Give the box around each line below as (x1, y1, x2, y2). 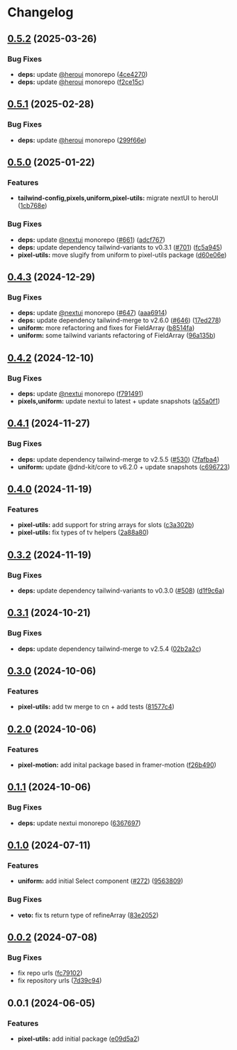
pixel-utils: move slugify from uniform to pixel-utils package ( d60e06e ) (17, 250, 227, 259)
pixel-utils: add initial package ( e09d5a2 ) (17, 1034, 140, 1043)
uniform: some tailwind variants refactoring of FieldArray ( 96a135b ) (17, 332, 216, 340)
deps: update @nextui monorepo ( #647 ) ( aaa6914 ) (17, 309, 167, 317)
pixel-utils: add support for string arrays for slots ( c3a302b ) (17, 521, 194, 529)
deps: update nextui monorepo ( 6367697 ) (17, 819, 141, 827)
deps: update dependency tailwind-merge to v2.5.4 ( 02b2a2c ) (17, 645, 202, 653)
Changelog (7, 4, 74, 21)
